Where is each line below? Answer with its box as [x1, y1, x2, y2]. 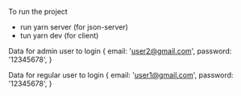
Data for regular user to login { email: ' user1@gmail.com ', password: [8, 70, 234, 79]
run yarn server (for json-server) [19, 22, 129, 31]
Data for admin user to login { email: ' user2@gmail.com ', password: [8, 46, 232, 55]
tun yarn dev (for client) [19, 31, 99, 40]
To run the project [8, 7, 69, 16]
